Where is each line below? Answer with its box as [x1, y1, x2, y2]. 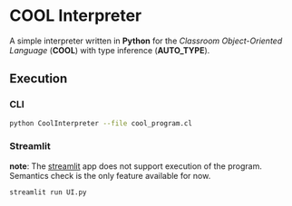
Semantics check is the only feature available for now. [9, 170, 211, 181]
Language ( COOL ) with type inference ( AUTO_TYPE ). [9, 44, 210, 55]
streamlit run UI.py [9, 187, 88, 197]
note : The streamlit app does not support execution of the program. [9, 160, 263, 172]
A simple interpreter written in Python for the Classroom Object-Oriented [9, 35, 283, 46]
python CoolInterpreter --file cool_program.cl [9, 118, 193, 127]
